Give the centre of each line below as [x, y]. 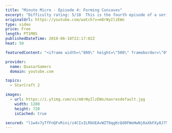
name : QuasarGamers [31, 66]
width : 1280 [27, 104]
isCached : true [31, 114]
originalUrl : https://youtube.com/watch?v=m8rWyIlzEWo [65, 19]
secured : [15, 123]
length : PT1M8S [21, 34]
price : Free [18, 29]
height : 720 [27, 109]
